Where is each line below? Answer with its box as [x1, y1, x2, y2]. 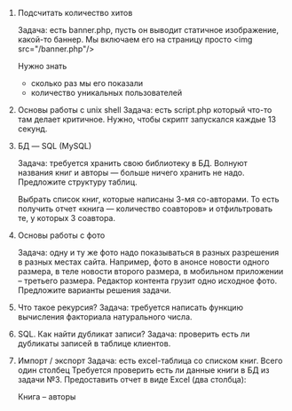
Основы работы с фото [17, 230, 106, 241]
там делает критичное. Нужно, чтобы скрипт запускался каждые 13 [17, 115, 277, 124]
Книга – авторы [17, 391, 76, 402]
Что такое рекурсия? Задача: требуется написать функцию [17, 302, 244, 312]
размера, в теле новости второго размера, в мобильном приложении [17, 266, 284, 276]
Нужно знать [17, 61, 67, 71]
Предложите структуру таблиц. [17, 177, 138, 187]
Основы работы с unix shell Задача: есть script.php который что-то [17, 105, 272, 115]
